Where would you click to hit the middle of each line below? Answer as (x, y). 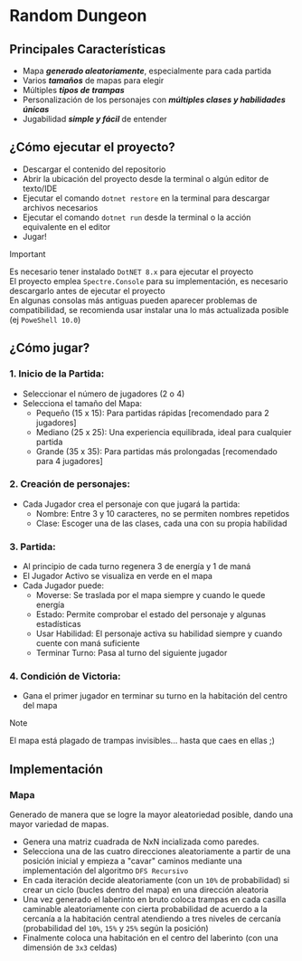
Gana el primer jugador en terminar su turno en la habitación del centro (155, 696)
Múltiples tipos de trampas (73, 90)
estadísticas (58, 624)
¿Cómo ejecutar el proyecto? (93, 147)
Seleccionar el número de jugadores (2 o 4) (104, 394)
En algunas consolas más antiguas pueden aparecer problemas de (133, 300)
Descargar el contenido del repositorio (94, 169)
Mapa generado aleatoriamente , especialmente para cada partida (147, 71)
